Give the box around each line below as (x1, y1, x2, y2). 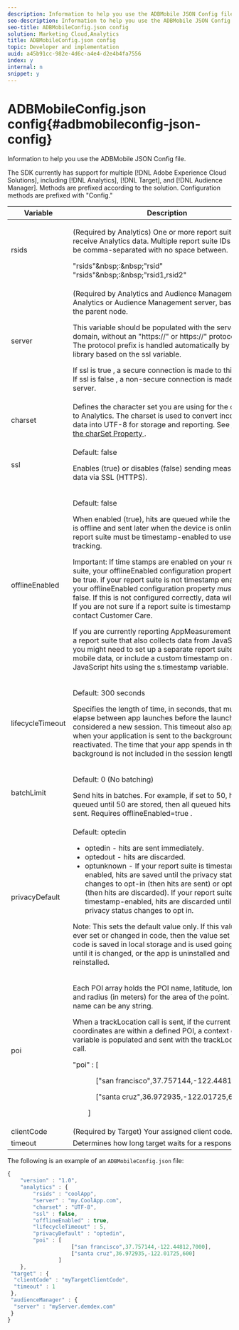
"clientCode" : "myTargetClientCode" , (14, 1277, 129, 1284)
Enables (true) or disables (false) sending (72, 464, 211, 474)
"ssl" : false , (33, 1210, 78, 1217)
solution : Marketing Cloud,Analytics (7, 30, 119, 38)
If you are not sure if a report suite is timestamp (72, 602, 231, 612)
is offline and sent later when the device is (72, 523, 213, 533)
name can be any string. (72, 1001, 154, 1011)
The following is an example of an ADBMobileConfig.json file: (7, 1157, 184, 1165)
